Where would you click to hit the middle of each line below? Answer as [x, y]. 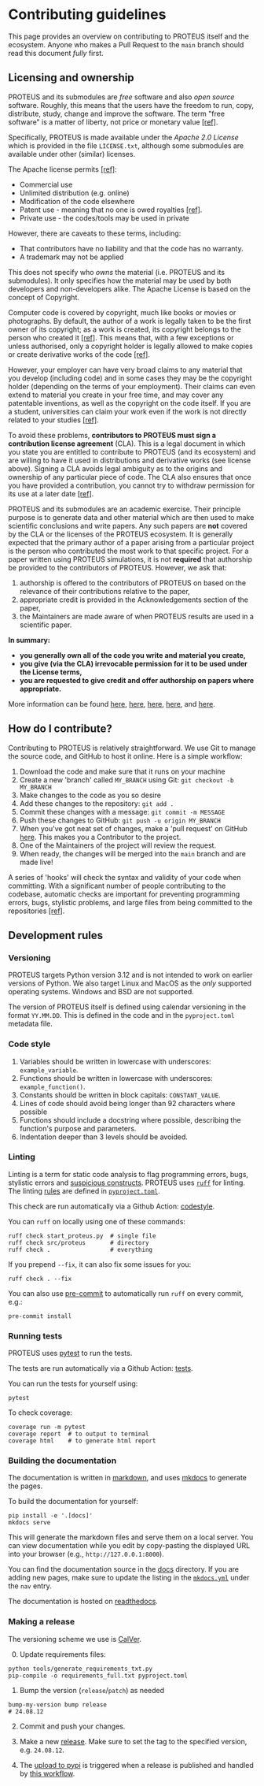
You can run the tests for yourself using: [73, 1383]
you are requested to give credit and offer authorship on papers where [137, 680]
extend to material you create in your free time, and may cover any [116, 395]
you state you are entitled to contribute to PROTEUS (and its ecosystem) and [132, 451]
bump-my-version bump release [58, 1704]
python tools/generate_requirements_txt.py [81, 1669]
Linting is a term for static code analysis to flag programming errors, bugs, [128, 1174]
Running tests [35, 1335]
